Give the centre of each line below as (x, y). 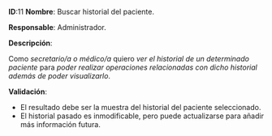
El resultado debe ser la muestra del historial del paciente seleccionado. (140, 107)
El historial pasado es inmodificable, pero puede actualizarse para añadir (142, 116)
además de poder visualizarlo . (60, 76)
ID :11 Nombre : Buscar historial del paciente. (81, 12)
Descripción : (30, 43)
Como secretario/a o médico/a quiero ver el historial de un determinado (129, 59)
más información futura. (60, 124)
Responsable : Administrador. (58, 27)
